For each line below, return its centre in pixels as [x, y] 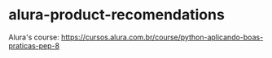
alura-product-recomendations [117, 15]
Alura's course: [34, 37]
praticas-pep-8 [34, 45]
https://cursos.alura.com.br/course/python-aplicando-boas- [162, 37]
